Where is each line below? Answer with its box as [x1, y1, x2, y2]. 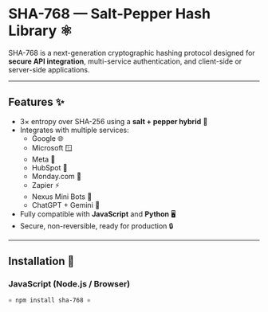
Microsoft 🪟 [31, 142, 73, 152]
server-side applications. [8, 64, 90, 74]
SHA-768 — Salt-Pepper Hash [8, 5, 211, 23]
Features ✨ [8, 96, 65, 109]
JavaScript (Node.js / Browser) [8, 279, 131, 290]
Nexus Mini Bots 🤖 [31, 192, 93, 201]
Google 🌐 [31, 133, 64, 143]
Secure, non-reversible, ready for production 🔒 [19, 220, 174, 231]
